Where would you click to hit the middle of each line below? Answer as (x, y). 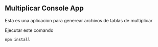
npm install (17, 39)
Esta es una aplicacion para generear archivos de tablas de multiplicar (79, 20)
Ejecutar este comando (29, 30)
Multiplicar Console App (44, 8)
